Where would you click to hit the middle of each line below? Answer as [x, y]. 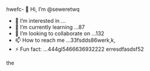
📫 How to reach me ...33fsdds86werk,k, [65, 40]
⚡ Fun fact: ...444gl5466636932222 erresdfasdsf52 [79, 49]
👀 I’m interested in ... [40, 21]
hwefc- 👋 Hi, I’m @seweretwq [43, 9]
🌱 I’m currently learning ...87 [50, 27]
